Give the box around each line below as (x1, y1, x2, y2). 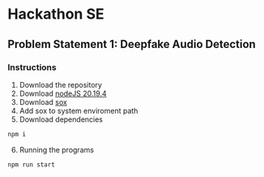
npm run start (7, 160, 56, 169)
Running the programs (19, 145, 95, 154)
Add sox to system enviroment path (19, 106, 138, 115)
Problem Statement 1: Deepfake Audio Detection (7, 37, 256, 51)
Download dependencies (19, 114, 103, 124)
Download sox (19, 97, 68, 106)
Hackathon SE (7, 5, 104, 24)
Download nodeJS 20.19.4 (19, 88, 107, 98)
